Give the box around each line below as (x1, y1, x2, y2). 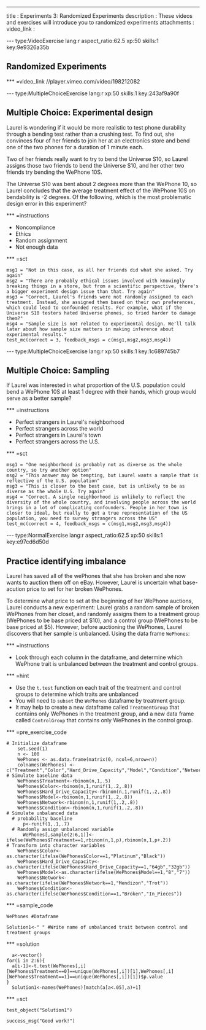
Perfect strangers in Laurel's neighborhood (15, 418, 124, 426)
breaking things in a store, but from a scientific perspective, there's (6, 283, 199, 289)
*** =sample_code (6, 902, 53, 909)
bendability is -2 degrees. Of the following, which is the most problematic (6, 193, 192, 200)
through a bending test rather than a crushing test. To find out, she (6, 130, 175, 138)
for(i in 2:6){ (6, 958, 45, 964)
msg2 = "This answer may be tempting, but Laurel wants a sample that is (6, 472, 199, 479)
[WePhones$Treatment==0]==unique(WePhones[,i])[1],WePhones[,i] (6, 969, 174, 975)
